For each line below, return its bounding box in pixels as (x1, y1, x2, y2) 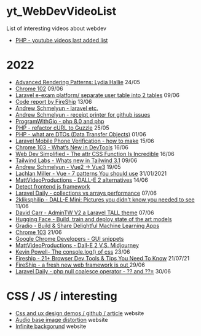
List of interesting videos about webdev (6, 25, 106, 32)
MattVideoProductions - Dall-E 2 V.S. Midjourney (15, 241, 140, 249)
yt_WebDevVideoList (6, 4, 117, 18)
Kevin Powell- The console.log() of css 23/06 (15, 248, 130, 256)
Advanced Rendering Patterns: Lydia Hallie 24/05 (15, 78, 140, 85)
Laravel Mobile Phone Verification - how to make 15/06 (15, 137, 155, 144)
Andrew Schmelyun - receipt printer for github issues (15, 111, 151, 118)
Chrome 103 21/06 (15, 229, 63, 236)
